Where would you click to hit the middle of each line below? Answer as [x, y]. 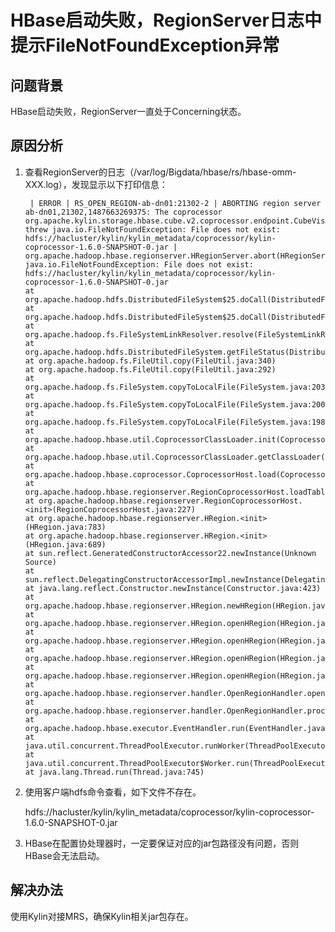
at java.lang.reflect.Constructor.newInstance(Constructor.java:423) [173, 588]
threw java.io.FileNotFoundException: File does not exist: [152, 229]
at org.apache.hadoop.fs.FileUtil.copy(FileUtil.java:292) [150, 369]
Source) [40, 562]
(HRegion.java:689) [65, 544]
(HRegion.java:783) [65, 527]
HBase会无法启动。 [64, 855]
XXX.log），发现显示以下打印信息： [96, 184]
